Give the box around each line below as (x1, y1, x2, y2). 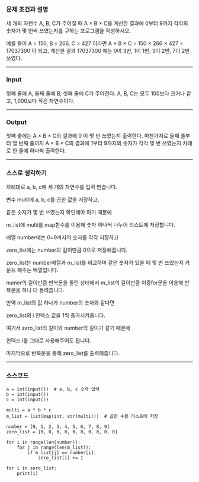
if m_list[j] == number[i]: (27, 450, 97, 456)
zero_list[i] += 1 (37, 455, 84, 461)
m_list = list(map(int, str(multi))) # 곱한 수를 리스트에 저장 (6, 414, 159, 420)
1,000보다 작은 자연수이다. (14, 97, 75, 104)
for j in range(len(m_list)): (17, 445, 92, 451)
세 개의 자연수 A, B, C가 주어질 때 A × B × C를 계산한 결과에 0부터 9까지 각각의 (6, 20, 188, 27)
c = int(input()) (6, 397, 49, 403)
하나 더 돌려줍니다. (21, 287, 65, 294)
